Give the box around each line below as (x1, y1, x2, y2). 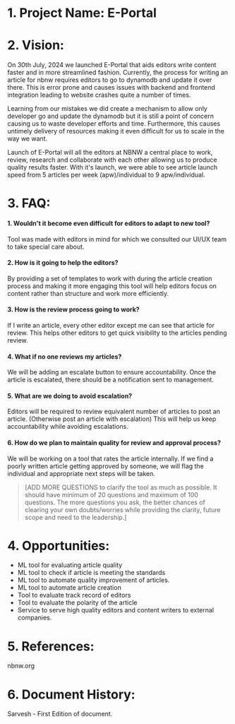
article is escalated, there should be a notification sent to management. (7, 376, 214, 384)
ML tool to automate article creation (17, 583, 121, 592)
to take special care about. (7, 242, 85, 251)
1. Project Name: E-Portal (7, 5, 157, 21)
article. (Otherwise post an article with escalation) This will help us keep (7, 415, 217, 423)
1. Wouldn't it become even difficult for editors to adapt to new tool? (7, 219, 210, 227)
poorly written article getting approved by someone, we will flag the (7, 461, 205, 470)
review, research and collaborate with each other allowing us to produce (7, 155, 217, 164)
